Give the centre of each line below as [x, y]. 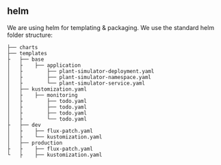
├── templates [27, 53]
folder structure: [30, 35]
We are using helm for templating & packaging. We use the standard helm [110, 27]
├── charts [23, 47]
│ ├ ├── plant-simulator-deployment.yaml [81, 71]
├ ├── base [26, 59]
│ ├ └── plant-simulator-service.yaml [76, 83]
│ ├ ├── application [44, 65]
